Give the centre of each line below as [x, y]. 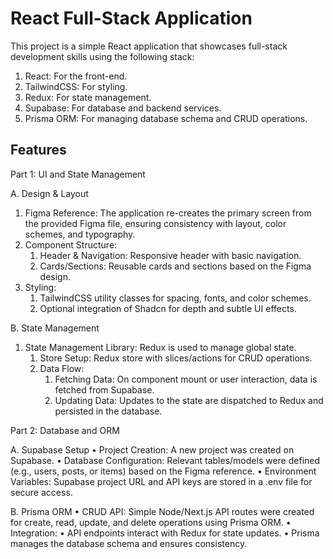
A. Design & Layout [49, 193]
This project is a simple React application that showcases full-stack [149, 46]
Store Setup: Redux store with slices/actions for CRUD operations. [176, 358]
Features [38, 150]
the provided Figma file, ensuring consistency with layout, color [155, 223]
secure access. [41, 492]
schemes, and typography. [80, 234]
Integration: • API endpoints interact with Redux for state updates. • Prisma [165, 533]
